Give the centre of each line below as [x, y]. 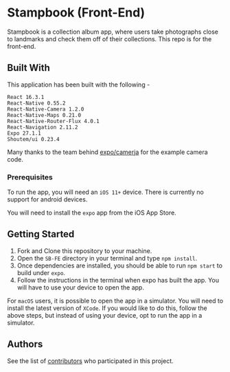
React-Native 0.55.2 [37, 103]
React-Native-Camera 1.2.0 [46, 109]
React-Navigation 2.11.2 [43, 127]
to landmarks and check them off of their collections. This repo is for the [110, 39]
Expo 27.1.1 [24, 133]
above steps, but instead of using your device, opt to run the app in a [105, 315]
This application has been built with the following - [79, 85]
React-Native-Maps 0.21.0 [44, 115]
